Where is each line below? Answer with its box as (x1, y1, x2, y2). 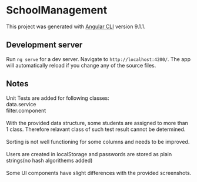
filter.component (6, 107, 46, 114)
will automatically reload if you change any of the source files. (6, 62, 156, 69)
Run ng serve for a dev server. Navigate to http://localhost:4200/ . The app (6, 55, 191, 62)
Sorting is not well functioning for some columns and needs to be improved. (6, 138, 190, 145)
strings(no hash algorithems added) (6, 157, 93, 164)
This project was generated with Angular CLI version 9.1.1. (6, 23, 146, 30)
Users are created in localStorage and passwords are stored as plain (6, 150, 172, 157)
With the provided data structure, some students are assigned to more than (6, 119, 188, 126)
